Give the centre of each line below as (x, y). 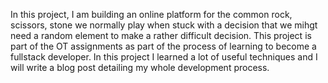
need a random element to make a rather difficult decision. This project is (161, 35)
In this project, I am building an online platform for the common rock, (151, 14)
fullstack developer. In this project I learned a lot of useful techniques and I (164, 57)
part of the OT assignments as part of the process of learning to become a (163, 46)
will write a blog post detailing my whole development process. (140, 67)
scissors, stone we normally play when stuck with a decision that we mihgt (164, 25)
